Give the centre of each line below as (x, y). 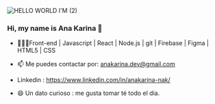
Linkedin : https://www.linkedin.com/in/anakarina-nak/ (93, 80)
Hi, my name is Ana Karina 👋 (55, 28)
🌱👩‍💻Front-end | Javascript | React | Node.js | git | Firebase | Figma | (113, 43)
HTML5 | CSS (36, 51)
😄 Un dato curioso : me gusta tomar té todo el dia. (88, 93)
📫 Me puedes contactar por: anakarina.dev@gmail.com (96, 64)
